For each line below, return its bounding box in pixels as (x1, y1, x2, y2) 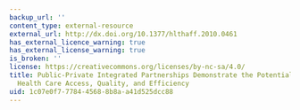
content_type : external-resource (9, 21, 134, 30)
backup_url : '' (9, 12, 66, 22)
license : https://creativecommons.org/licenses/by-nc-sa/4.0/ (9, 63, 246, 72)
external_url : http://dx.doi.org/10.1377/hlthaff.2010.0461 (9, 29, 238, 38)
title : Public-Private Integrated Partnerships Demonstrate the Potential (9, 71, 294, 80)
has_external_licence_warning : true (9, 37, 146, 47)
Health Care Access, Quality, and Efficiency (17, 79, 190, 88)
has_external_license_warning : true (9, 46, 146, 55)
